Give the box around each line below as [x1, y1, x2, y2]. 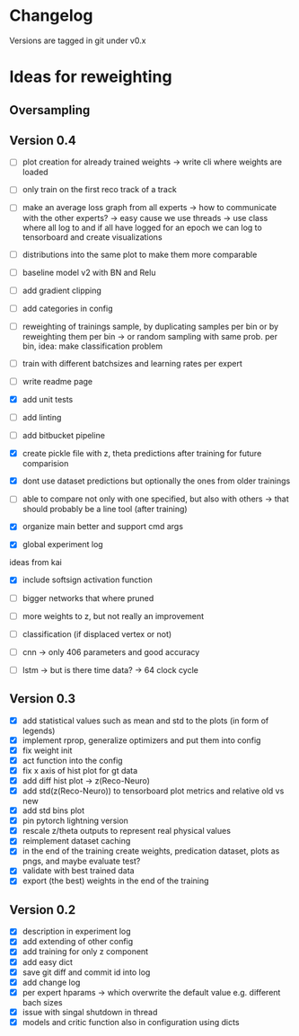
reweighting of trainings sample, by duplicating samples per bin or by [22, 321, 279, 332]
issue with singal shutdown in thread [22, 1006, 158, 1017]
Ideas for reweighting [9, 66, 172, 87]
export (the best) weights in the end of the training [22, 875, 209, 886]
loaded [22, 167, 48, 178]
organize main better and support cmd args [22, 521, 184, 532]
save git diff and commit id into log [22, 967, 151, 978]
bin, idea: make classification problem [22, 341, 163, 351]
